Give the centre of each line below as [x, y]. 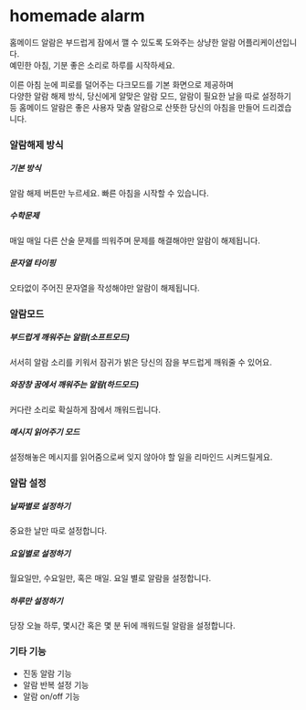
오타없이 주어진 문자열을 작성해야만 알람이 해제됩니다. [105, 288]
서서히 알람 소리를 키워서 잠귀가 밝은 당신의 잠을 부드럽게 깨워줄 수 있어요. [141, 362]
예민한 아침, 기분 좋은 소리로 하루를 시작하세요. [92, 65]
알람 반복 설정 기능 [56, 684]
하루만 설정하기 [37, 601]
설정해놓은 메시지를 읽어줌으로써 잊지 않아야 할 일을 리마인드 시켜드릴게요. [141, 457]
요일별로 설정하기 [40, 554]
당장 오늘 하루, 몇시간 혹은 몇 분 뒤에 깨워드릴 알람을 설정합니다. [122, 626]
